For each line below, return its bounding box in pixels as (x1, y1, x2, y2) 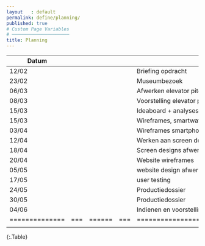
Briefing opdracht (136, 67, 187, 75)
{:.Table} (6, 233, 28, 241)
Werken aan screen (136, 136, 192, 144)
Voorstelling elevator (136, 97, 196, 105)
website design (136, 166, 181, 174)
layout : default (6, 9, 56, 15)
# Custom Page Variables (6, 26, 70, 32)
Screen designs (136, 146, 182, 154)
